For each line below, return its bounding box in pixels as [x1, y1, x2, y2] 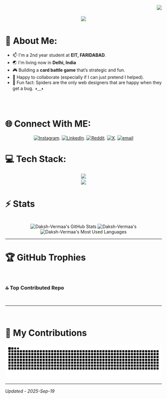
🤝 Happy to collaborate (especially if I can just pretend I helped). [12, 74, 144, 80]
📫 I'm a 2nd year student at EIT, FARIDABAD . [12, 52, 106, 58]
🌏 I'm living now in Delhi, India [12, 60, 76, 66]
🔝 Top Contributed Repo [5, 284, 65, 291]
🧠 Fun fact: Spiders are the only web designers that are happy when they [12, 80, 162, 86]
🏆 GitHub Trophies [5, 252, 86, 263]
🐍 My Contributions [5, 327, 87, 339]
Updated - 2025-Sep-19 [5, 388, 55, 394]
